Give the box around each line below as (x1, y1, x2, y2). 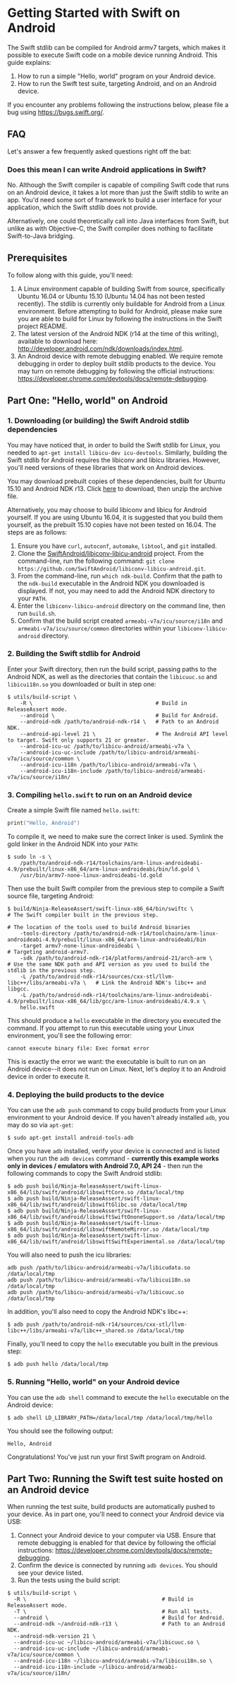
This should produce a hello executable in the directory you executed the (7, 1017, 221, 1025)
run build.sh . (17, 609, 56, 617)
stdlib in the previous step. (7, 967, 97, 974)
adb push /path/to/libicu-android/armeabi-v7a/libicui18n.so (7, 1277, 191, 1284)
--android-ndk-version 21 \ (13, 1633, 97, 1640)
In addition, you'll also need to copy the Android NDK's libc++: (7, 1308, 188, 1316)
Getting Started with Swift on (7, 5, 181, 21)
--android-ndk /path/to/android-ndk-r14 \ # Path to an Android (20, 718, 219, 725)
